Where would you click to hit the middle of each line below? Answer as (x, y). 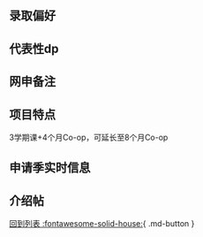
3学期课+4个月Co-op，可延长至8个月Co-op (89, 137)
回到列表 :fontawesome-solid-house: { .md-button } (102, 224)
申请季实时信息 (50, 168)
